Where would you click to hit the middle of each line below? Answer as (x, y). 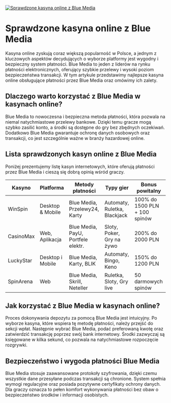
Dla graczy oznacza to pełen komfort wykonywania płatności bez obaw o (82, 390)
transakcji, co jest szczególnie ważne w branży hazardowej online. (75, 138)
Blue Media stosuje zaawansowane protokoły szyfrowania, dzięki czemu (81, 373)
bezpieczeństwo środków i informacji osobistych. (57, 395)
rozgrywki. (17, 345)
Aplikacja (51, 239)
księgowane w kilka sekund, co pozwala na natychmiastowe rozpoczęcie (82, 340)
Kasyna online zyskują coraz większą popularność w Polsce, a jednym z (81, 53)
